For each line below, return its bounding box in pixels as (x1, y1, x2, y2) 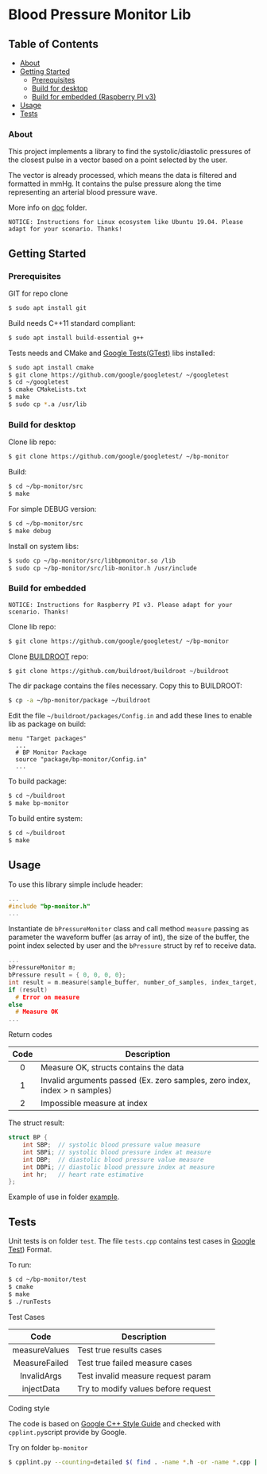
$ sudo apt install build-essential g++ (8, 334, 145, 342)
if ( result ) (8, 985, 48, 994)
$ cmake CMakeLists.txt (8, 385, 87, 394)
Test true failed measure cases (76, 1357, 192, 1368)
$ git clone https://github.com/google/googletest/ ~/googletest (8, 371, 229, 379)
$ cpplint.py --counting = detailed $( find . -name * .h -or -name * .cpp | (8, 1458, 258, 1466)
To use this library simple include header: (8, 880, 143, 889)
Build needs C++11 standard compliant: (8, 318, 137, 327)
